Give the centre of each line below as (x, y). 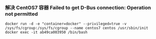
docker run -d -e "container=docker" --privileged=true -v (66, 24)
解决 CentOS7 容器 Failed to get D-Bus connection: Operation (78, 7)
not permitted (21, 14)
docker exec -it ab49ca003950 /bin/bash (47, 32)
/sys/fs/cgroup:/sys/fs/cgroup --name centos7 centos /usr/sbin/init (77, 28)
